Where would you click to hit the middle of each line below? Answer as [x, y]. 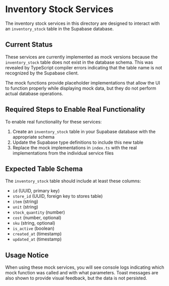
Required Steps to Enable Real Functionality [75, 110]
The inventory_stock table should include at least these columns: [73, 181]
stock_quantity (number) [39, 212]
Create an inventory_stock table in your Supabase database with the [84, 131]
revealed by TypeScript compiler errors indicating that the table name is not [84, 67]
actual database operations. [34, 93]
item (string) [25, 201]
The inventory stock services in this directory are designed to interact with [82, 23]
